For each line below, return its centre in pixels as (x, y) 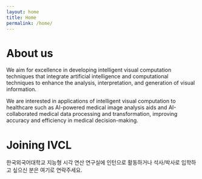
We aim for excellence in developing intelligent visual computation (89, 70)
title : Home (21, 18)
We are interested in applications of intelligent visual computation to (91, 101)
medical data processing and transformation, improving (108, 114)
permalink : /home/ (29, 23)
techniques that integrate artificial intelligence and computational (87, 76)
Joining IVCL (39, 145)
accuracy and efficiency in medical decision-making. (72, 120)
